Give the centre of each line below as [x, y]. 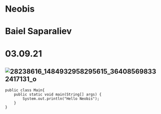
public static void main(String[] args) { [58, 95]
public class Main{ [25, 90]
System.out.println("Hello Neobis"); [61, 99]
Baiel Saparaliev [38, 31]
